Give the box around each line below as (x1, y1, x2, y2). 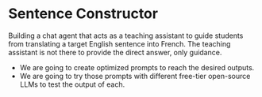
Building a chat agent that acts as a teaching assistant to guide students (8, 31, 244, 40)
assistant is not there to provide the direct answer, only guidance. (8, 47, 222, 57)
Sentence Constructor (8, 5, 159, 23)
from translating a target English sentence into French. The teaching (8, 39, 231, 48)
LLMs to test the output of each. (19, 80, 125, 89)
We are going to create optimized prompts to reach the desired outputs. (19, 62, 255, 72)
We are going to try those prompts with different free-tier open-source (19, 71, 251, 80)
